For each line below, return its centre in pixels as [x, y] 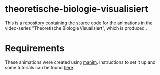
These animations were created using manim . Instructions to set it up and [80, 62]
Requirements [35, 48]
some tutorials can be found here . [40, 67]
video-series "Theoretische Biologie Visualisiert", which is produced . [76, 28]
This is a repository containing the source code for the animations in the [79, 23]
